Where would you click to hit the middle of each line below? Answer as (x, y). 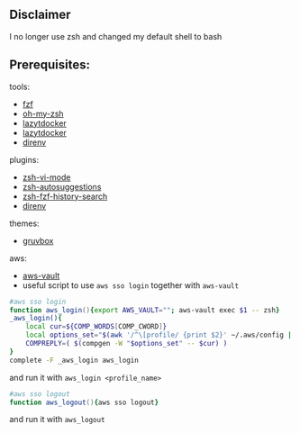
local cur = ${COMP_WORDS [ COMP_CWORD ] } (96, 327)
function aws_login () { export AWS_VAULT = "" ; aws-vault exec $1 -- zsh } (145, 310)
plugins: (24, 159)
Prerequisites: (50, 65)
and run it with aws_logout (57, 419)
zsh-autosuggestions (62, 186)
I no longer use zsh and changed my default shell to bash (116, 36)
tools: (20, 86)
